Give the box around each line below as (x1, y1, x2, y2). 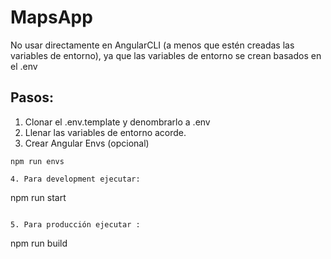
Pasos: (10, 89, 54, 106)
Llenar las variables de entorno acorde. (24, 126, 187, 138)
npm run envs (10, 156, 65, 166)
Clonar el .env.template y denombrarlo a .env (24, 116, 211, 128)
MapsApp (10, 6, 93, 29)
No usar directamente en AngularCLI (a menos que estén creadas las (10, 39, 295, 51)
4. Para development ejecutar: (10, 174, 141, 184)
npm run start (10, 191, 67, 203)
